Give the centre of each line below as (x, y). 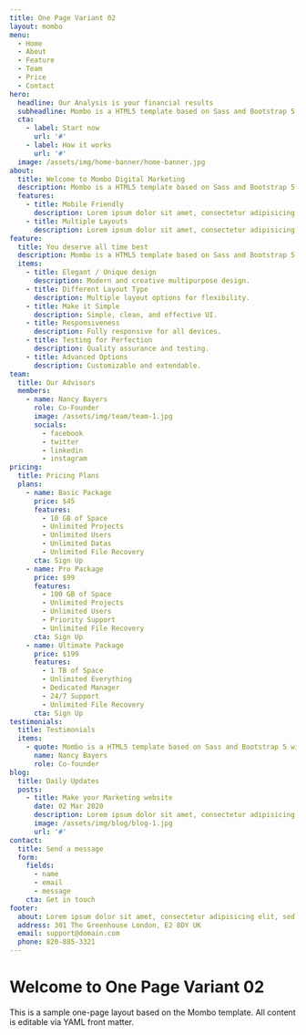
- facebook (63, 433)
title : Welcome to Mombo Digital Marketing (101, 179)
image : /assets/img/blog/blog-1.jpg (103, 823)
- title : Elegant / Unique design (91, 273)
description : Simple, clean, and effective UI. (126, 315)
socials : (50, 425)
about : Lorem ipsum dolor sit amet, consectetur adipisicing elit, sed (157, 916)
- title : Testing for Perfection (89, 340)
